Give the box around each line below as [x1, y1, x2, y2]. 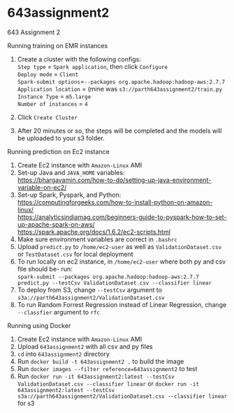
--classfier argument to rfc [17, 308, 100, 316]
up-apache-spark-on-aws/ [17, 220, 96, 228]
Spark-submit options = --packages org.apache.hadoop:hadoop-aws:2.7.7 [17, 77, 226, 85]
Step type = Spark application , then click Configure [17, 62, 168, 70]
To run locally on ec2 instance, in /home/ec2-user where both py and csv [17, 257, 226, 266]
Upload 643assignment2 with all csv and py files [17, 342, 153, 350]
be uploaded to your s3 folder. [17, 134, 105, 142]
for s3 [17, 399, 35, 407]
